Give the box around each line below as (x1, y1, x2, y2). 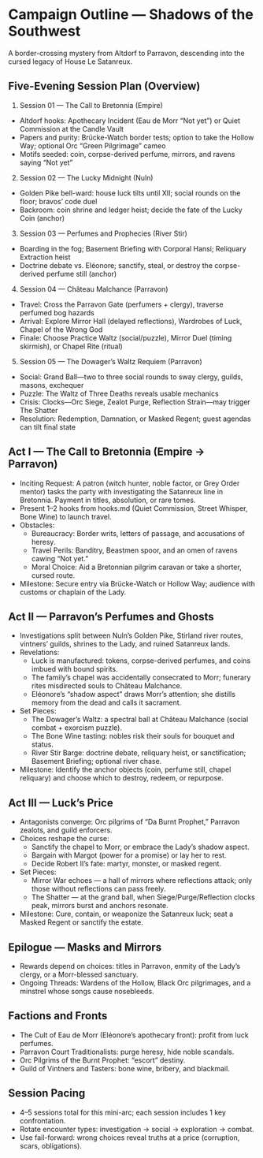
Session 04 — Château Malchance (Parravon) (19, 284, 169, 293)
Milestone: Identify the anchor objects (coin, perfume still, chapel (19, 765, 232, 774)
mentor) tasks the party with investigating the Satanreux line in (19, 486, 224, 496)
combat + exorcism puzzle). (31, 723, 122, 732)
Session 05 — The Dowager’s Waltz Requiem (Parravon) (19, 356, 202, 366)
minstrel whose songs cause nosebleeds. (19, 987, 155, 996)
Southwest (8, 22, 81, 40)
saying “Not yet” (19, 158, 73, 167)
